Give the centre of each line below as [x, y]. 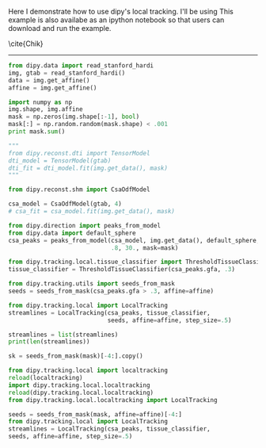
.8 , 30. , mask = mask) [144, 248]
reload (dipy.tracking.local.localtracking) [81, 392]
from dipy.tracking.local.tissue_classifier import [95, 262]
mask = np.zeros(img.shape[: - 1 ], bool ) [74, 117]
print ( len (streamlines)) [49, 342]
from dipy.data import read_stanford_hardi [81, 66]
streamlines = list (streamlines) [63, 335]
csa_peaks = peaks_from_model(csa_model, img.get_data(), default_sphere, [134, 240]
